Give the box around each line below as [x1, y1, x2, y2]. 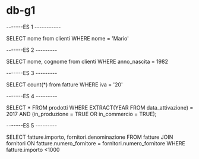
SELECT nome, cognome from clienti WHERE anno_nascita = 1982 [6, 58, 168, 65]
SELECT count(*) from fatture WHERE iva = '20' [6, 81, 123, 88]
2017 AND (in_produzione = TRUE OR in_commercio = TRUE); [6, 110, 157, 117]
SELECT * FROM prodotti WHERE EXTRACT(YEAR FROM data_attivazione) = [6, 104, 194, 111]
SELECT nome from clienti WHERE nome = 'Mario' [6, 35, 129, 42]
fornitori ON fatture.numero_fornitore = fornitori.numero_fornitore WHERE [6, 139, 185, 146]
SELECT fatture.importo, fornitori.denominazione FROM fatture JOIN [6, 133, 173, 141]
